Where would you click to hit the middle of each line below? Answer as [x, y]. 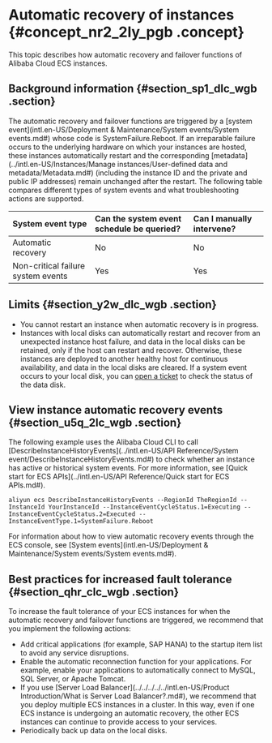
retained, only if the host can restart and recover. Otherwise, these [131, 350]
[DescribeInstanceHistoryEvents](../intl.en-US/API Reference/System [123, 451]
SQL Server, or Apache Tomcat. [73, 679]
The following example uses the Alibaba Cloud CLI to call [103, 442]
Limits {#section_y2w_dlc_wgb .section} [113, 305]
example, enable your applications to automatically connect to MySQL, [138, 670]
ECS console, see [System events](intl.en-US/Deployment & [108, 545]
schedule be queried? [137, 229]
